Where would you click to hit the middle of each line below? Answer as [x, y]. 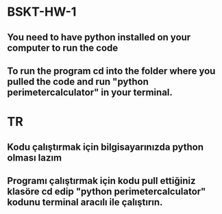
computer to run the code [63, 48]
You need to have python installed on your [99, 37]
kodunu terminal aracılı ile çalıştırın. [85, 202]
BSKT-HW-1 [42, 12]
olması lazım [35, 158]
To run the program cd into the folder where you [111, 71]
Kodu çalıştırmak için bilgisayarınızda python [106, 147]
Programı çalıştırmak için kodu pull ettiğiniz [102, 181]
